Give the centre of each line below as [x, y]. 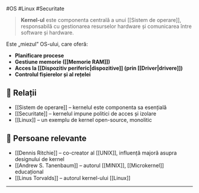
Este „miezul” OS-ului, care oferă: [47, 44]
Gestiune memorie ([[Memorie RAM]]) [62, 62]
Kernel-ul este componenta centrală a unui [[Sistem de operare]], [101, 20]
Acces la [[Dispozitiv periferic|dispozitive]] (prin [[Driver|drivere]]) [99, 68]
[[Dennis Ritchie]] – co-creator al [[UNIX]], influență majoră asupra [96, 153]
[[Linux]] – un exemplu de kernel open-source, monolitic [83, 120]
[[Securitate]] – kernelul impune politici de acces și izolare [86, 113]
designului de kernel [39, 159]
